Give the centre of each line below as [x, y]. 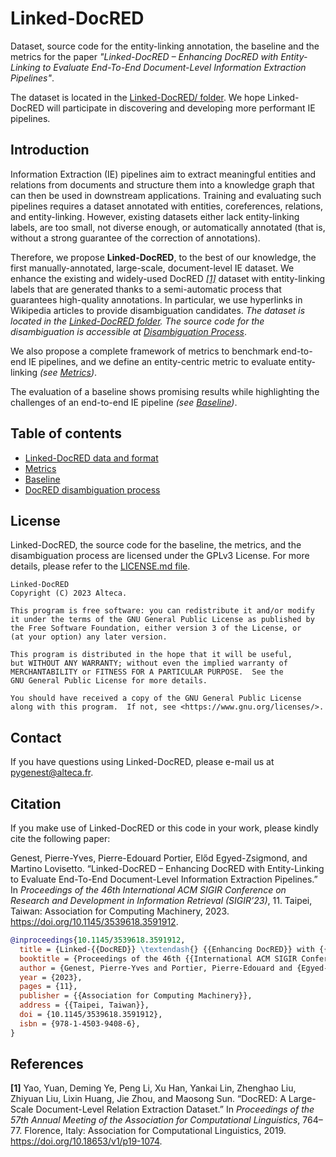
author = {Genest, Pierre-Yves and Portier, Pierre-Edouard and [156, 968]
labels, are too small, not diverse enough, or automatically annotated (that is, [168, 227]
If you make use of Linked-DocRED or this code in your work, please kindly [164, 828]
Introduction [50, 150]
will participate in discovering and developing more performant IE [181, 108]
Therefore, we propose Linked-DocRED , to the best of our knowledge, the [163, 257]
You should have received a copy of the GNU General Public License [156, 698]
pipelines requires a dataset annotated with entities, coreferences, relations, [167, 206]
